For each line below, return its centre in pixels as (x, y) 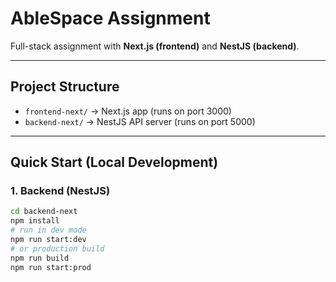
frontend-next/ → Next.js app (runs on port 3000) (128, 111)
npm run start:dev (48, 240)
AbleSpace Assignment (110, 18)
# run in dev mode (48, 230)
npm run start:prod (51, 267)
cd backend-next (44, 212)
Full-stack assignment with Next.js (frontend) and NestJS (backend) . (155, 46)
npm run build (40, 258)
